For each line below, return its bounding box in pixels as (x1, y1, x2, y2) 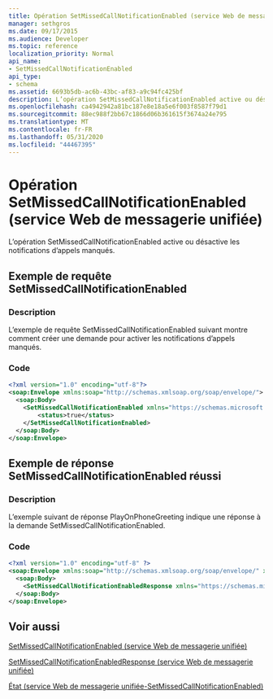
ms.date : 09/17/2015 (8, 27, 79, 35)
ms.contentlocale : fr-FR (8, 125, 93, 133)
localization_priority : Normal (8, 50, 115, 58)
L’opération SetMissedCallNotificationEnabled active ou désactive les (8, 237, 240, 247)
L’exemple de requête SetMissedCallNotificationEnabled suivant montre (8, 325, 248, 334)
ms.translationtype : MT (8, 118, 89, 126)
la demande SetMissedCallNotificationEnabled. (8, 521, 166, 531)
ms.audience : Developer (8, 34, 89, 43)
